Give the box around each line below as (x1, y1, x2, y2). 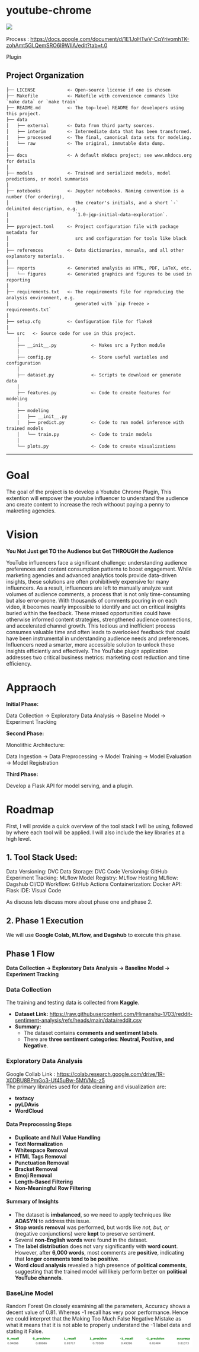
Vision (6, 528, 38, 541)
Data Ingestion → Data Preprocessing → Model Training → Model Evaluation (6, 752, 192, 760)
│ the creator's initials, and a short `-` (6, 200, 179, 205)
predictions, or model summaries (6, 176, 89, 182)
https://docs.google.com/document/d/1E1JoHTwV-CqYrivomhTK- (30, 35, 190, 42)
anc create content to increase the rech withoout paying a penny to (6, 501, 171, 508)
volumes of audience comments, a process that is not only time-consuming (6, 590, 191, 597)
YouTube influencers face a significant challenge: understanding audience (6, 559, 188, 566)
